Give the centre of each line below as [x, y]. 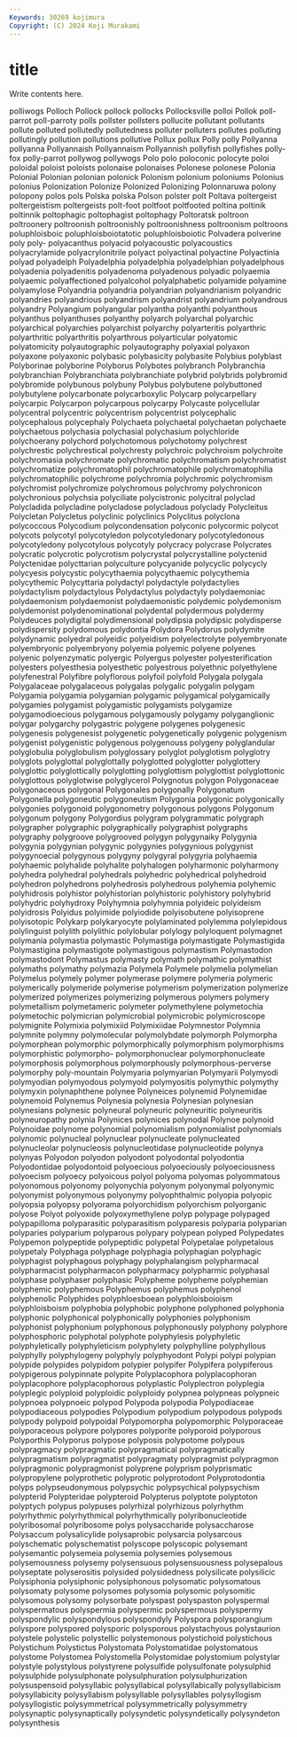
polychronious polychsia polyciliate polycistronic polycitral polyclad [132, 498]
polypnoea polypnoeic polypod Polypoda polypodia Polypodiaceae [132, 1403]
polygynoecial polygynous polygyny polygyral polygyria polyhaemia [133, 856]
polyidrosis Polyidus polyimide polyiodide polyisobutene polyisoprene [137, 912]
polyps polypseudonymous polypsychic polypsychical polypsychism [134, 1488]
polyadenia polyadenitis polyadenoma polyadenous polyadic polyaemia [140, 271]
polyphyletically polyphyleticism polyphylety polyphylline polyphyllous [137, 1346]
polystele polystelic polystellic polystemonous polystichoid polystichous [141, 1639]
